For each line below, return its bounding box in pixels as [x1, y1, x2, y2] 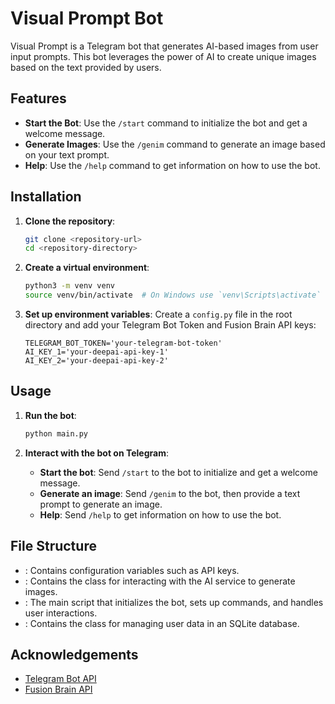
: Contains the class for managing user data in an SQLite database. [24, 617, 300, 629]
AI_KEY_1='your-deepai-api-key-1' [24, 347, 169, 357]
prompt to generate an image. [39, 498, 163, 510]
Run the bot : [24, 409, 77, 421]
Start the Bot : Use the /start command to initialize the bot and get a [24, 117, 308, 129]
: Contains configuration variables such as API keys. [24, 564, 240, 576]
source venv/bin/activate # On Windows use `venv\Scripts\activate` [24, 290, 322, 301]
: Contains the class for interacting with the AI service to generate [24, 575, 296, 587]
